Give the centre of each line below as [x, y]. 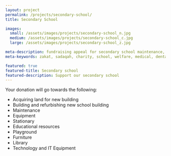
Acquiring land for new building [46, 100]
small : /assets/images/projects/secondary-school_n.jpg [70, 34]
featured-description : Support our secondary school [62, 75]
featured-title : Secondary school [42, 71]
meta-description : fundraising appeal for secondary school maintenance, [85, 52]
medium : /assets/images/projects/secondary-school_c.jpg [72, 38]
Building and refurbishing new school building [61, 105]
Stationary [23, 121]
